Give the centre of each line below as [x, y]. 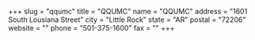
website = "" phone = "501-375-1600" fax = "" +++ [91, 28]
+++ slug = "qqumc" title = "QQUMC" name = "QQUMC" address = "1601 [128, 11]
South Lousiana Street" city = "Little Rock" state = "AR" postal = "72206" [127, 20]
